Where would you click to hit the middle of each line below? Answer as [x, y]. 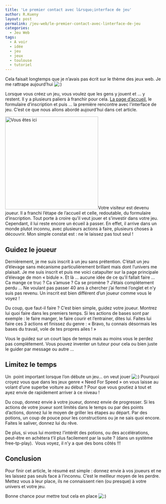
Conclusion [23, 459]
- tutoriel [21, 65]
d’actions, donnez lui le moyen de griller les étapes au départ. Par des [76, 412]
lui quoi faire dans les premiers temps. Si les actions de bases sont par [77, 313]
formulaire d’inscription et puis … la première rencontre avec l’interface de [81, 104]
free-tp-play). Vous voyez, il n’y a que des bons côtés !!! [63, 443]
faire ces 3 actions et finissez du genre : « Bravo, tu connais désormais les [81, 324]
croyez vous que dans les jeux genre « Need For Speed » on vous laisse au [82, 382]
